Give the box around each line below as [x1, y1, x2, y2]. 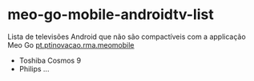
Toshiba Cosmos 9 [18, 56, 82, 65]
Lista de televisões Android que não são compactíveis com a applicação [7, 32, 246, 41]
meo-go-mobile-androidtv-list [7, 6, 214, 24]
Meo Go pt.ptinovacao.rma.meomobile [7, 40, 135, 49]
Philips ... [18, 64, 50, 73]
